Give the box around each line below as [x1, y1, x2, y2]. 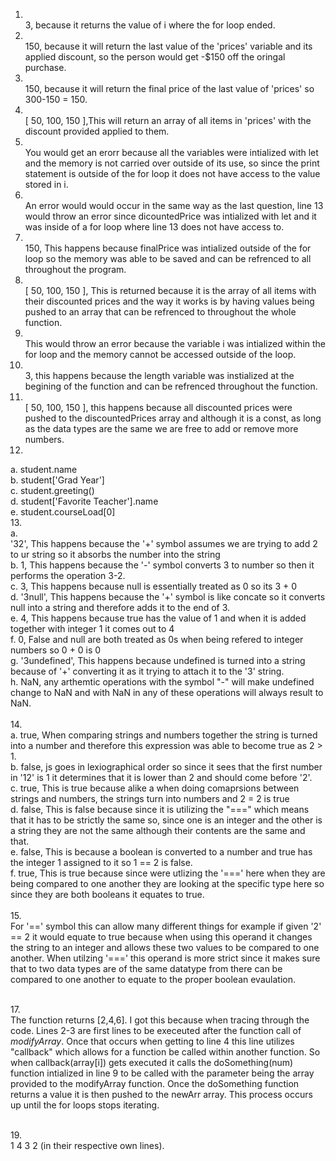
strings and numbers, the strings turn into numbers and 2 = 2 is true [10, 793, 290, 804]
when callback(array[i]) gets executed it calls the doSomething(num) [10, 1057, 294, 1068]
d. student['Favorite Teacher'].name [10, 495, 159, 507]
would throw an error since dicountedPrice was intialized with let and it [24, 210, 317, 222]
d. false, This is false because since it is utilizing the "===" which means [10, 804, 310, 815]
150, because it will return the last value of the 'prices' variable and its [24, 40, 313, 52]
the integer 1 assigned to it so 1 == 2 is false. [10, 857, 193, 868]
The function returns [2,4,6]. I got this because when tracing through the [10, 1014, 310, 1026]
